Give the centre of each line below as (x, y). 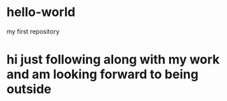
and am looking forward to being (103, 75)
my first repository (33, 31)
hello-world (41, 12)
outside (29, 90)
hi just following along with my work (113, 60)
